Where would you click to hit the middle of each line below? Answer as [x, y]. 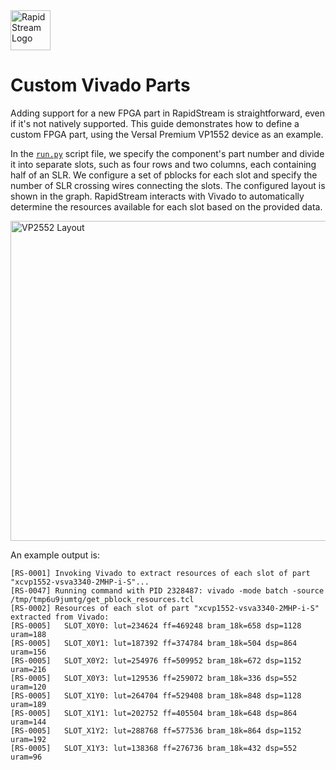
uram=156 [28, 652]
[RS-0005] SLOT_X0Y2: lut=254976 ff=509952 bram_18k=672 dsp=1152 [156, 660]
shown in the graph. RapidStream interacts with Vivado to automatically [157, 196]
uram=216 [28, 669]
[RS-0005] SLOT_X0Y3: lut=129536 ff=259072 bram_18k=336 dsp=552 [154, 678]
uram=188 [28, 634]
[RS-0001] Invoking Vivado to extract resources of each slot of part [160, 573]
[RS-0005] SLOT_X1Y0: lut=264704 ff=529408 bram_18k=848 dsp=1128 [156, 695]
